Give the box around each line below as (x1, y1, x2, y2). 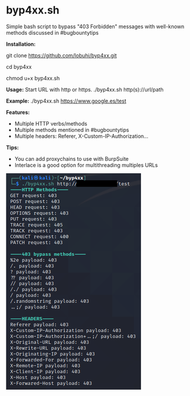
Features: (6, 109, 30, 116)
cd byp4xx (6, 63, 32, 70)
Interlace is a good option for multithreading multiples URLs (14, 161, 158, 168)
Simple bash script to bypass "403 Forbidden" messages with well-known (6, 23, 185, 30)
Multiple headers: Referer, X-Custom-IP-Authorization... (14, 133, 148, 140)
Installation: (6, 40, 36, 48)
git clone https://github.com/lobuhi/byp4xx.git (6, 52, 117, 59)
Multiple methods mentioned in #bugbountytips (14, 126, 130, 133)
